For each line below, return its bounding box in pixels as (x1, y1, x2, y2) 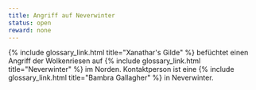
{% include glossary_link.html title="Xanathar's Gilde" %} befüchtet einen (8, 48, 249, 58)
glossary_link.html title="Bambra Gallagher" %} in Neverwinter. (8, 73, 214, 83)
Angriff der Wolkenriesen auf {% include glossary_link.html (8, 56, 201, 66)
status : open (8, 19, 52, 27)
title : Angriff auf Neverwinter (8, 11, 115, 20)
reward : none (8, 26, 52, 34)
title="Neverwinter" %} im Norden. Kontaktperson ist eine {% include (8, 65, 235, 74)
